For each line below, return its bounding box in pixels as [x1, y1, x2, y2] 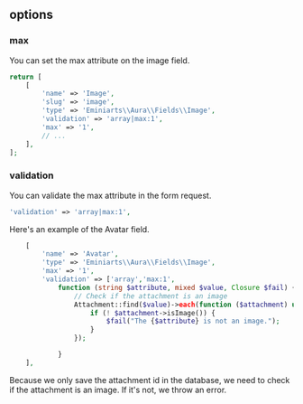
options [9, 7, 54, 23]
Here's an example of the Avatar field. [9, 223, 151, 234]
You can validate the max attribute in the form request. [9, 190, 212, 201]
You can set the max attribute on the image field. [9, 54, 190, 66]
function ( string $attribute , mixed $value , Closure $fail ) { [57, 283, 297, 292]
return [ [9, 72, 42, 81]
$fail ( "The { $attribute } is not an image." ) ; [106, 316, 280, 326]
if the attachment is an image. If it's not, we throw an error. [9, 384, 227, 395]
